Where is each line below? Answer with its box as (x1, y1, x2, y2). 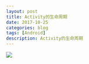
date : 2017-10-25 (6, 19, 49, 25)
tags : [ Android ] (6, 30, 46, 36)
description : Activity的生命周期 (6, 35, 83, 41)
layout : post (6, 8, 38, 15)
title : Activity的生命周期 (6, 14, 67, 20)
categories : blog (6, 24, 49, 31)
